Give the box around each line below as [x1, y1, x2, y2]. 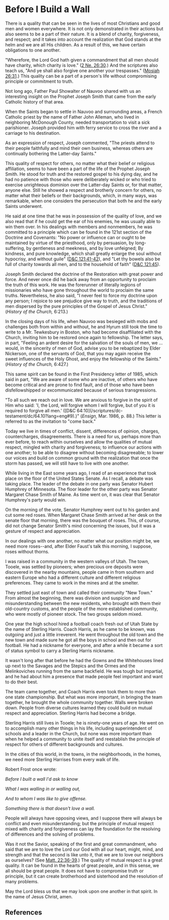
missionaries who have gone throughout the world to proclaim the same [5, 287, 154, 293]
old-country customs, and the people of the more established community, [5, 606, 158, 612]
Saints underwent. [5, 203, 43, 209]
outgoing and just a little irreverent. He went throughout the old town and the [5, 631, 164, 637]
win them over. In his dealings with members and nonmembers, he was [5, 224, 152, 230]
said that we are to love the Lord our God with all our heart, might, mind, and [5, 846, 163, 852]
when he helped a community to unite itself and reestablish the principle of [5, 736, 160, 742]
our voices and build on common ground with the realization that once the [5, 455, 158, 461]
